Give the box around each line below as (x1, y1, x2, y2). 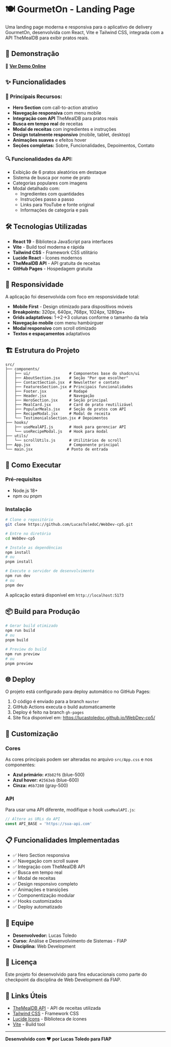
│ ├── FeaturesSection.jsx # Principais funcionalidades (5, 385, 133, 390)
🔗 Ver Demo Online (5, 63, 46, 69)
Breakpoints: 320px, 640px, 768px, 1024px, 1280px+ (12, 309, 126, 315)
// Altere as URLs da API (5, 817, 60, 822)
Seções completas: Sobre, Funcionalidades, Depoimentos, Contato (12, 143, 155, 149)
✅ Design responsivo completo (12, 880, 78, 887)
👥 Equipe (5, 919, 34, 927)
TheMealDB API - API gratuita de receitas (12, 260, 101, 266)
